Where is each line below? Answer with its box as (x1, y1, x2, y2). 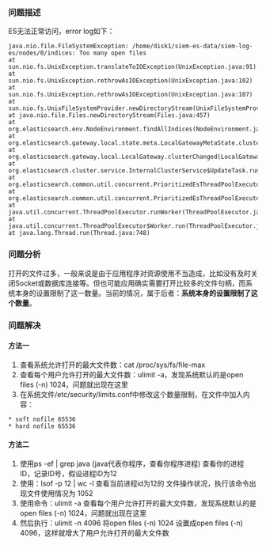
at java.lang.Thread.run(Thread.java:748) (8, 229, 150, 237)
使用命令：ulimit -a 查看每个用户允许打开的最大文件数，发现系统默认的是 (19, 498, 257, 508)
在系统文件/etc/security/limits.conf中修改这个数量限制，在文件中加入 (19, 389, 244, 399)
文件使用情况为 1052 (26, 488, 93, 498)
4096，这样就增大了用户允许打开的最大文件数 (19, 528, 170, 537)
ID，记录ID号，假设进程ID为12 (19, 468, 117, 478)
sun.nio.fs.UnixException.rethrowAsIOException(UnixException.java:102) (8, 77, 253, 85)
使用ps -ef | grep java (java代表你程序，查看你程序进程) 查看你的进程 (19, 459, 245, 468)
